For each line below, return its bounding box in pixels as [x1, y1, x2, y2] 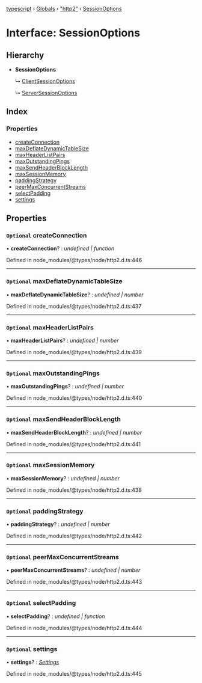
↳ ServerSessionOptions [14, 90, 78, 96]
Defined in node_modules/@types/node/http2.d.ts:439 [6, 348, 142, 355]
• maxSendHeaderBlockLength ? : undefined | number [6, 429, 142, 436]
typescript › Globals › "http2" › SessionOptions [6, 5, 122, 12]
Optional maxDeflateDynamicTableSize [6, 277, 123, 286]
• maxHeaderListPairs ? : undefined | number [6, 337, 119, 344]
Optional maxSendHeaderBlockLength [6, 415, 121, 423]
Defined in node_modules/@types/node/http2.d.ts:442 [6, 532, 142, 540]
